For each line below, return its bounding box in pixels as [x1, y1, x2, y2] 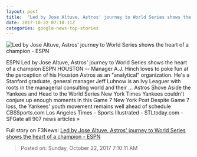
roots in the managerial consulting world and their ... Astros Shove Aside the [6, 84, 191, 91]
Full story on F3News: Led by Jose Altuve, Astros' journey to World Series [6, 127, 186, 134]
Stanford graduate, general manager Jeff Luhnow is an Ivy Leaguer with [6, 78, 181, 85]
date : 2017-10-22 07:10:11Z [6, 19, 75, 25]
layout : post [6, 8, 38, 15]
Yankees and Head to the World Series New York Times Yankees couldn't [6, 90, 185, 97]
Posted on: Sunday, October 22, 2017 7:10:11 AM [20, 145, 138, 152]
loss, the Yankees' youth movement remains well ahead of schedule [6, 103, 171, 110]
